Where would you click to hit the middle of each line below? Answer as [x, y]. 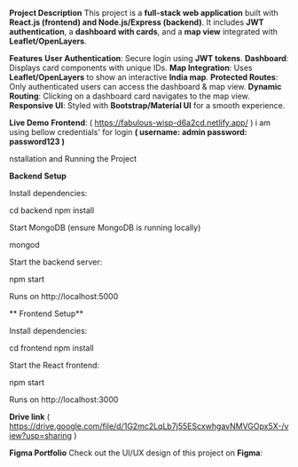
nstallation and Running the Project [73, 158]
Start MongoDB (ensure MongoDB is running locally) [105, 227]
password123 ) [37, 142]
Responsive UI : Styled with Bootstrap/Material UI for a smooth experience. [147, 105]
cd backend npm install [52, 210]
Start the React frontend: [55, 365]
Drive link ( [30, 417]
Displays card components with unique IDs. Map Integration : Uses [131, 67]
